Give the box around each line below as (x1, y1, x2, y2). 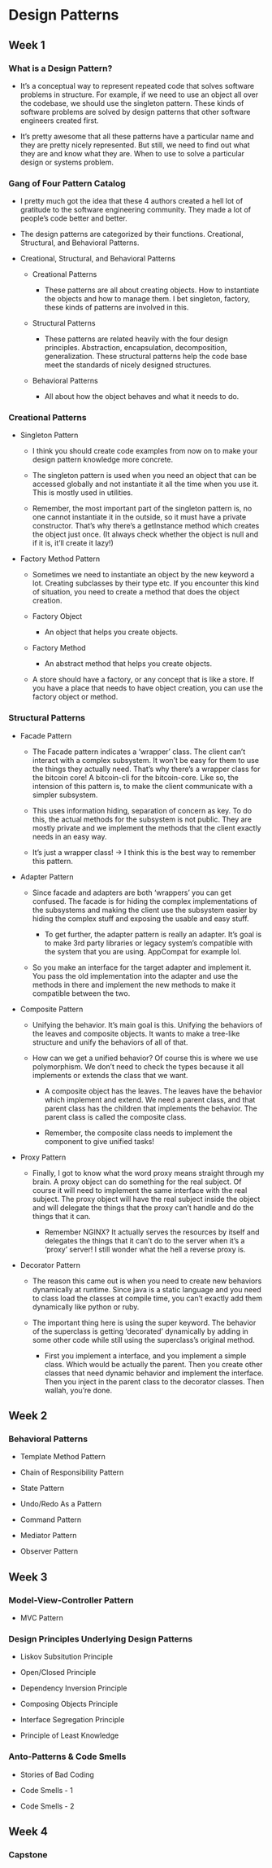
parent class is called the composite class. (44, 1112, 187, 1121)
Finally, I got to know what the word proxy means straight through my (32, 1168, 265, 1177)
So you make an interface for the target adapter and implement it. (32, 963, 252, 972)
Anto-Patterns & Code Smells (8, 1751, 127, 1762)
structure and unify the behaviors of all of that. (32, 1037, 188, 1047)
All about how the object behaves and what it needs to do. (44, 392, 240, 401)
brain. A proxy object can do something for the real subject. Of (32, 1177, 242, 1186)
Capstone (8, 1849, 48, 1861)
